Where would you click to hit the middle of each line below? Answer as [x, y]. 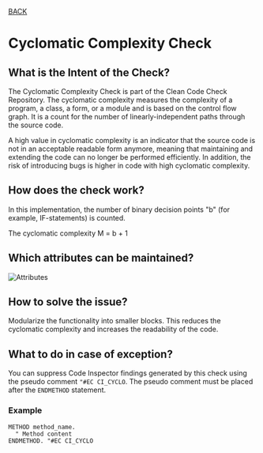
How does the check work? [76, 190]
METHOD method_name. [42, 427]
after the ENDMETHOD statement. [57, 390]
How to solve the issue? [68, 302]
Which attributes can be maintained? [101, 258]
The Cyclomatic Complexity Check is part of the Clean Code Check [118, 91]
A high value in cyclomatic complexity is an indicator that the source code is [132, 140]
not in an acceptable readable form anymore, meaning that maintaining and [131, 149]
